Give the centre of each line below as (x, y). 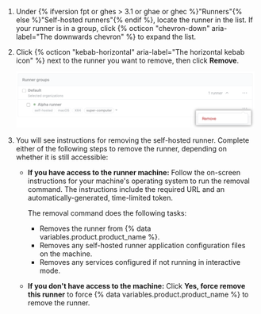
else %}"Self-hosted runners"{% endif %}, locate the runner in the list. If (134, 20)
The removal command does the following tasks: (107, 213)
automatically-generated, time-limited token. (100, 198)
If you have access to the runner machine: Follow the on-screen (134, 173)
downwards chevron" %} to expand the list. (125, 36)
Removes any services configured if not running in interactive (140, 262)
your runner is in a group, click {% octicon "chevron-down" (113, 28)
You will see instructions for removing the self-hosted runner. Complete (132, 140)
